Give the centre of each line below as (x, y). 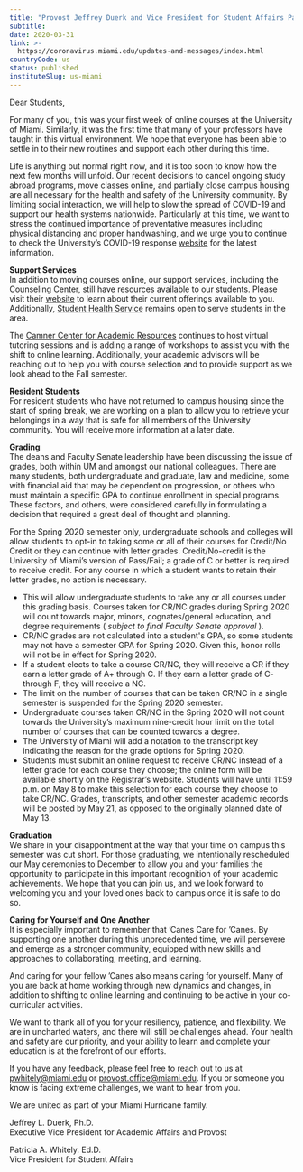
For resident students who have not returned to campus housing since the (147, 400)
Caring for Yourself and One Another (80, 920)
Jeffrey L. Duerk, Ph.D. (52, 1122)
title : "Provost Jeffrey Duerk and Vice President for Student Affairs (147, 18)
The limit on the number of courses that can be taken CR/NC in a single (155, 693)
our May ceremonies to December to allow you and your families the (136, 864)
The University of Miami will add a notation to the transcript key (140, 740)
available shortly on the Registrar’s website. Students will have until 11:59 (157, 779)
